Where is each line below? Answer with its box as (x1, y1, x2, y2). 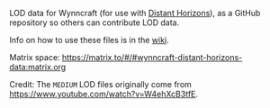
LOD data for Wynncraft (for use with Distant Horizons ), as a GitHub (9, 8, 261, 18)
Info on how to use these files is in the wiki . (9, 35, 169, 45)
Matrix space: (9, 52, 60, 62)
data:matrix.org (9, 62, 67, 72)
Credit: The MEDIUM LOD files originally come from (9, 79, 192, 89)
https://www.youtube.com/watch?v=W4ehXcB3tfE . (9, 89, 199, 99)
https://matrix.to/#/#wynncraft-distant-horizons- (61, 52, 243, 62)
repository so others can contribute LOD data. (9, 17, 180, 28)
